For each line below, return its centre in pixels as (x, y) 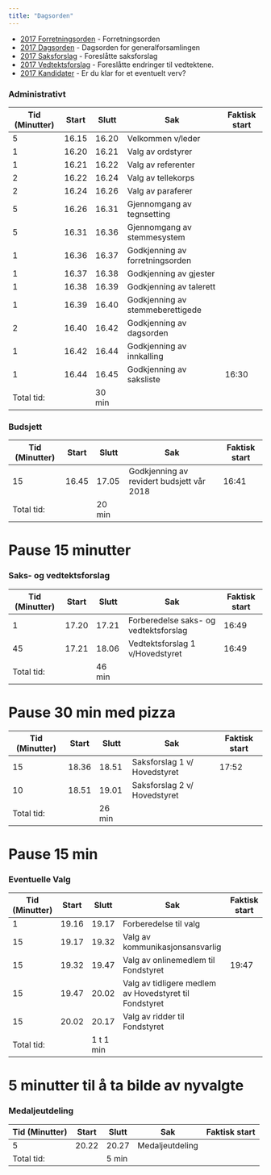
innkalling (145, 356)
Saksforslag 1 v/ (163, 761)
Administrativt (37, 94)
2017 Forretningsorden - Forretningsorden (90, 39)
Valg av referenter (161, 165)
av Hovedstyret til (156, 994)
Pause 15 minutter (70, 550)
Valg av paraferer (160, 190)
